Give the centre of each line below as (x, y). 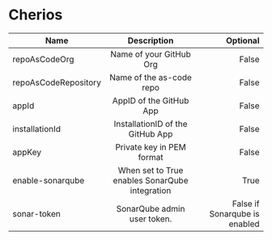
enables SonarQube (151, 180)
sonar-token (36, 213)
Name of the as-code (151, 77)
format (151, 157)
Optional (242, 40)
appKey (27, 152)
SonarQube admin (151, 208)
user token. (151, 218)
